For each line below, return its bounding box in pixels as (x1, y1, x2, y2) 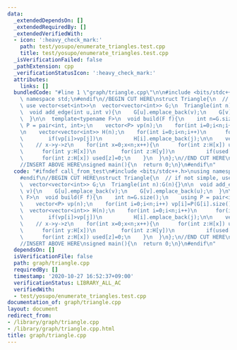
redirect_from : (7, 312, 52, 320)
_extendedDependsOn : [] (13, 17, 83, 24)
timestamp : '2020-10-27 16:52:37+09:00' (13, 272, 134, 279)
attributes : (13, 76, 49, 83)
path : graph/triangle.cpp (13, 260, 90, 267)
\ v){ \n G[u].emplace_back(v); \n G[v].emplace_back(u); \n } (20, 188, 222, 195)
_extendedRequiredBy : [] (13, 23, 87, 30)
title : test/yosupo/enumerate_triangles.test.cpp (20, 50, 169, 57)
